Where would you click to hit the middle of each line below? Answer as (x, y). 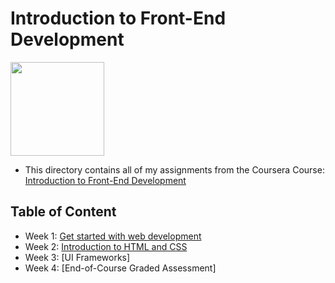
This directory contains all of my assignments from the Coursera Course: (174, 169)
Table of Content (63, 212)
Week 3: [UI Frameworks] (77, 257)
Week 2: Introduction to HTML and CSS (106, 246)
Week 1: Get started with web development (113, 236)
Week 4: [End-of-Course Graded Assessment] (120, 268)
